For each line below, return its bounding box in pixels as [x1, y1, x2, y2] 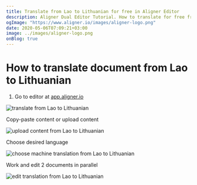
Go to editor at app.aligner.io [14, 93, 84, 100]
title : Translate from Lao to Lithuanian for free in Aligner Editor [6, 8, 180, 15]
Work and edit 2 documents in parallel [6, 161, 98, 168]
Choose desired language [6, 139, 69, 146]
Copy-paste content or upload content [6, 116, 99, 123]
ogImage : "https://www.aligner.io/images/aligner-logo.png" [6, 19, 157, 25]
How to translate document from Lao [6, 61, 188, 75]
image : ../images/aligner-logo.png [6, 31, 93, 36]
